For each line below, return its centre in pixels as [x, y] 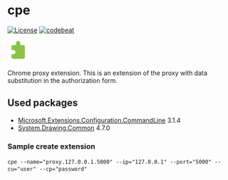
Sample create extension [51, 146]
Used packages [43, 103]
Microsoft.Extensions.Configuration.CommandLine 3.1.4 [99, 120]
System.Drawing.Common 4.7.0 [64, 128]
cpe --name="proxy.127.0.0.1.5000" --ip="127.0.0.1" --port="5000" [110, 162]
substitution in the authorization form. [62, 80]
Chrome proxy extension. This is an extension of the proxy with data [108, 73]
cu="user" [22, 169]
